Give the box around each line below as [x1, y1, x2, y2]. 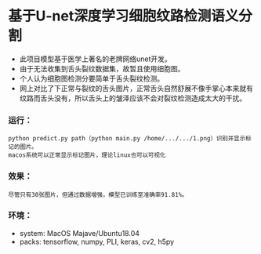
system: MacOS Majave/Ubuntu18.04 [19, 228, 140, 238]
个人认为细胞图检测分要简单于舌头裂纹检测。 [19, 74, 165, 83]
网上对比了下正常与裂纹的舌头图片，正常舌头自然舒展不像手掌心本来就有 [19, 83, 253, 93]
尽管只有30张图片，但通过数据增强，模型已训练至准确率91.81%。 [8, 190, 188, 198]
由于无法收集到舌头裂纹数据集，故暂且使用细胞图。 [19, 63, 185, 73]
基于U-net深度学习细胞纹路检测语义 [8, 7, 239, 25]
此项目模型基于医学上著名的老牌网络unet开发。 [19, 54, 172, 63]
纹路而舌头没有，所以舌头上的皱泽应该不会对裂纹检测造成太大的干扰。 [19, 93, 247, 103]
